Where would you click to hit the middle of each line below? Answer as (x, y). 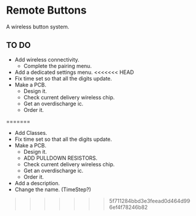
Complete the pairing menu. (57, 66)
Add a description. (37, 183)
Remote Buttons (46, 10)
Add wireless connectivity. (47, 59)
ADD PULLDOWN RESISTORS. (60, 158)
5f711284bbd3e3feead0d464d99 (150, 201)
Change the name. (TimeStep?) (53, 189)
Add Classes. (31, 133)
